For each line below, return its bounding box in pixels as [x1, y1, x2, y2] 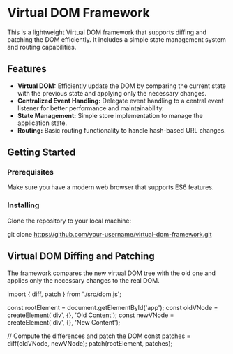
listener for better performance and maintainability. [17, 103, 164, 112]
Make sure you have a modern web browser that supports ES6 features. [7, 183, 214, 191]
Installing [7, 200, 40, 210]
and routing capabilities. [7, 43, 77, 51]
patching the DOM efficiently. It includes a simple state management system [7, 35, 227, 43]
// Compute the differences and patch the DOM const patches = [7, 332, 191, 340]
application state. [17, 119, 68, 127]
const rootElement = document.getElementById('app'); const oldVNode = [7, 303, 218, 311]
